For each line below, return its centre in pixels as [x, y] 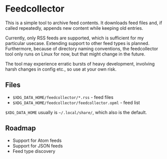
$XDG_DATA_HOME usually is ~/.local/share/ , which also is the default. [76, 112]
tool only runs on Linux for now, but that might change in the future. [75, 54]
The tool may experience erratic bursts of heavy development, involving [80, 64]
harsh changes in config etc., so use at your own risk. [61, 69]
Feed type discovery [34, 151]
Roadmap [21, 128]
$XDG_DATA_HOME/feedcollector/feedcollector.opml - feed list [76, 102]
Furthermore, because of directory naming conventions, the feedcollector [82, 48]
